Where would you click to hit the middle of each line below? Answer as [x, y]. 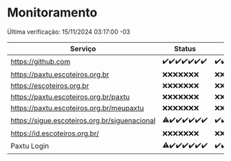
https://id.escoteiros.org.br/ [55, 133]
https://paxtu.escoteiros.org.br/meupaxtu [77, 108]
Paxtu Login [30, 146]
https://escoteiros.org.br [50, 85]
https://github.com [41, 62]
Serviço [83, 48]
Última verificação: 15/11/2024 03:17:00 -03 [69, 32]
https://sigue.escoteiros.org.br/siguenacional [83, 120]
